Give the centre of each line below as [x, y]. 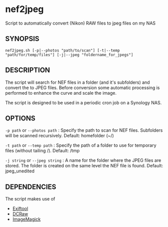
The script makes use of [30, 199]
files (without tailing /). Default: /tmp [43, 151]
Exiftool [20, 208]
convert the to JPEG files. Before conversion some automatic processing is [82, 87]
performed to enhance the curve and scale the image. [61, 93]
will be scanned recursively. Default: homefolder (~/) [60, 136]
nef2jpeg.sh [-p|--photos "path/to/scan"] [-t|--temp [63, 50]
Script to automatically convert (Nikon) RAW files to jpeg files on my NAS [80, 23]
